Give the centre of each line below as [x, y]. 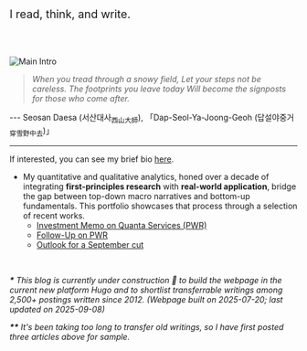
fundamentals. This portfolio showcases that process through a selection [160, 206]
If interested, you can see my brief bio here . [92, 159]
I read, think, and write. [70, 14]
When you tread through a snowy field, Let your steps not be [147, 79]
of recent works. [53, 215]
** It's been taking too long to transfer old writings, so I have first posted [147, 326]
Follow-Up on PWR [72, 235]
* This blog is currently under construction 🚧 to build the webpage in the [146, 280]
